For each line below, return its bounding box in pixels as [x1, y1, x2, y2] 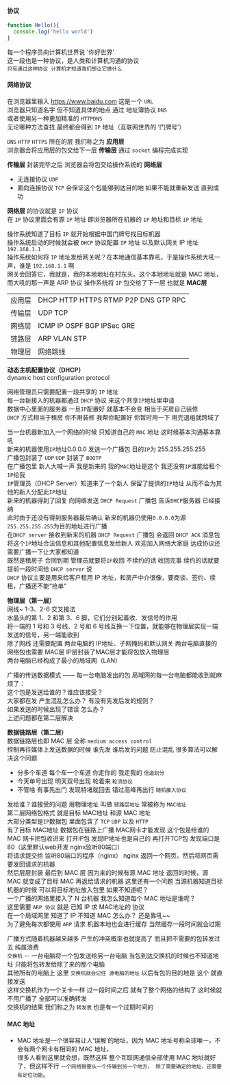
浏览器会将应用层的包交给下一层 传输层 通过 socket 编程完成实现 [7, 146, 188, 154]
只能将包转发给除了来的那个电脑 [14, 960, 105, 969]
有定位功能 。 [16, 1071, 49, 1079]
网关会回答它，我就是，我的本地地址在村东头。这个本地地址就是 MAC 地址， [7, 270, 222, 279]
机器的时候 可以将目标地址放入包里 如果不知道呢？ [7, 886, 149, 894]
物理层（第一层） [7, 596, 55, 605]
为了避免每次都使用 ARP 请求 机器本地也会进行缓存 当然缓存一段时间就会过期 [7, 920, 221, 928]
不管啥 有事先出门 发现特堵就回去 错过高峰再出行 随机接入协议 [16, 786, 187, 794]
